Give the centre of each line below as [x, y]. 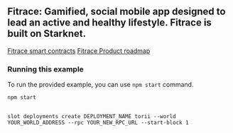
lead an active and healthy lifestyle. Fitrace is [109, 23]
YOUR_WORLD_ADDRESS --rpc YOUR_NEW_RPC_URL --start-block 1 [98, 122]
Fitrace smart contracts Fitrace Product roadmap [79, 51]
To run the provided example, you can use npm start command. [101, 85]
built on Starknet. [47, 34]
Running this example [45, 69]
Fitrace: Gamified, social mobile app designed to [116, 12]
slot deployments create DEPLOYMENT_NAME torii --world [92, 116]
